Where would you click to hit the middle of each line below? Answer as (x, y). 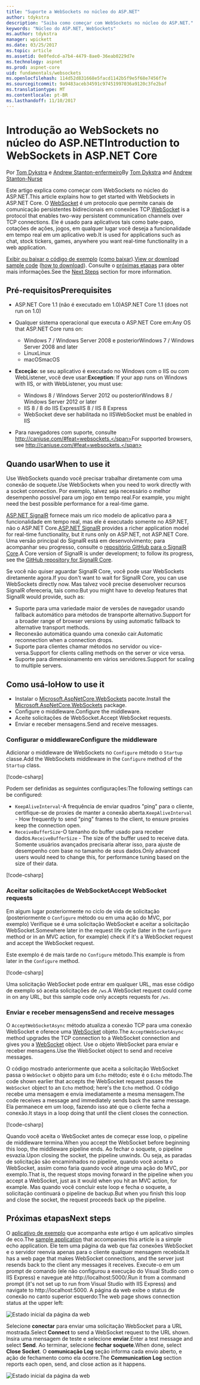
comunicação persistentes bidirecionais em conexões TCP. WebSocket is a (98, 209)
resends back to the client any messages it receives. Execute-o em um (93, 1264)
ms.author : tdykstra (32, 34)
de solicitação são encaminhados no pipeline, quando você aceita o (90, 1161)
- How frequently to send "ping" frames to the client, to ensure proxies (102, 819)
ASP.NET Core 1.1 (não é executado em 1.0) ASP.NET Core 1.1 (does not (101, 305)
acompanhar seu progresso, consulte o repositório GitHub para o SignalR (96, 547)
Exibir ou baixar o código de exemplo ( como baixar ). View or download (93, 259)
